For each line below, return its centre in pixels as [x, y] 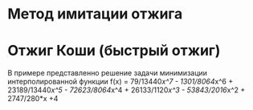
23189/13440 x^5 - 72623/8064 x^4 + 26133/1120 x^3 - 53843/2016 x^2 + [126, 90]
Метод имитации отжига [95, 14]
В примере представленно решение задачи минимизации [108, 73]
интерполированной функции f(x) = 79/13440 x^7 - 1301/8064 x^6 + [120, 82]
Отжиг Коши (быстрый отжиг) [114, 51]
